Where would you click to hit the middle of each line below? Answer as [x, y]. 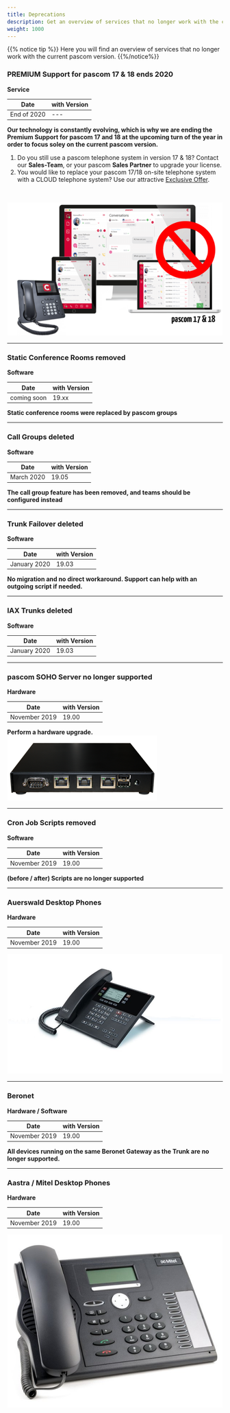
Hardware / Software [37, 1111]
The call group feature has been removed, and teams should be [99, 492]
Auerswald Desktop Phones [54, 902]
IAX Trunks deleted [40, 610]
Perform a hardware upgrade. [50, 732]
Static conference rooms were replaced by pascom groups [92, 413]
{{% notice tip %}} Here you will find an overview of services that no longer [114, 49]
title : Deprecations [37, 14]
